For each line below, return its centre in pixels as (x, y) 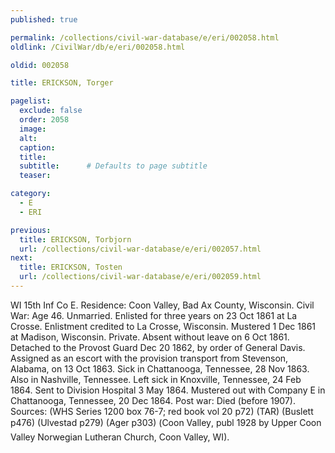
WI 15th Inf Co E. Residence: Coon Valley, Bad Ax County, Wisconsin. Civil (162, 305)
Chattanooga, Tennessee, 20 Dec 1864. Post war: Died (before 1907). (153, 400)
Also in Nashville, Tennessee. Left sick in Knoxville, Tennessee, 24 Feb (156, 379)
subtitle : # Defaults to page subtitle (113, 166)
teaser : (35, 176)
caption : (37, 147)
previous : (31, 230)
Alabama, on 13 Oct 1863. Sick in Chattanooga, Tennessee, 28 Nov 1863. (160, 368)
